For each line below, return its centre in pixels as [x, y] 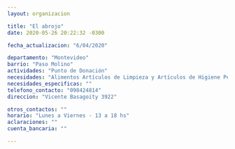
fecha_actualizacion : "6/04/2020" [58, 45]
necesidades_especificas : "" [50, 84]
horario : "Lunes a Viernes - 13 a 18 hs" [69, 116]
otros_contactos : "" [37, 109]
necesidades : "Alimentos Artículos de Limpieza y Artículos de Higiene [114, 77]
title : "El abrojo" [36, 26]
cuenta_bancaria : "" [37, 129]
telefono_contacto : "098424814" [54, 90]
